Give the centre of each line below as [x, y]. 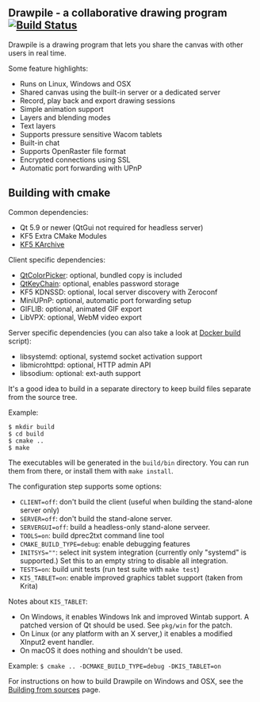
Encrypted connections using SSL [75, 159]
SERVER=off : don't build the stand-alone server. [96, 518]
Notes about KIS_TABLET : [48, 601]
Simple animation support [61, 109]
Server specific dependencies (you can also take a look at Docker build [125, 332]
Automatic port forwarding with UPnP [81, 168]
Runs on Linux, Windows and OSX [75, 83]
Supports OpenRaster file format [73, 151]
